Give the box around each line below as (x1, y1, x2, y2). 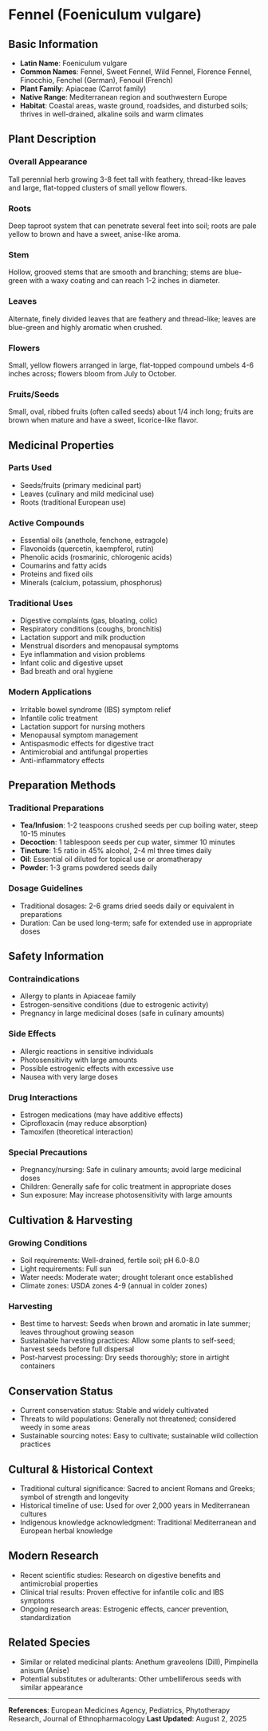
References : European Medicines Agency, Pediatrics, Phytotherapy (8, 1705, 231, 1715)
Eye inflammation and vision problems (19, 650, 146, 659)
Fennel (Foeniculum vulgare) (8, 6, 202, 24)
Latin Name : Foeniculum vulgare (19, 58, 128, 68)
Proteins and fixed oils (19, 569, 93, 579)
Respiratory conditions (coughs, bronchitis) (19, 624, 163, 634)
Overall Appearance (8, 156, 88, 167)
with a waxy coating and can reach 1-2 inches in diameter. (29, 276, 221, 285)
